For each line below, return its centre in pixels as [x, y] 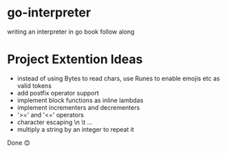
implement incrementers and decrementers [78, 107]
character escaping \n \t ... [55, 122]
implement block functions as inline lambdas [80, 100]
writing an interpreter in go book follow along [71, 32]
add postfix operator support [58, 93]
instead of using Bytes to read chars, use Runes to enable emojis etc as [118, 78]
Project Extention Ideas [75, 59]
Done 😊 [19, 143]
